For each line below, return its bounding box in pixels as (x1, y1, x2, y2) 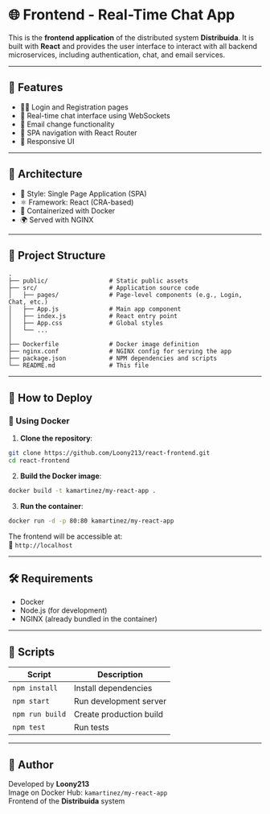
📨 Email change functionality (19, 119, 115, 129)
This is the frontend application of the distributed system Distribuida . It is (8, 32, 255, 42)
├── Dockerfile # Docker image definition (8, 341, 199, 349)
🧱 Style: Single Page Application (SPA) (19, 188, 147, 198)
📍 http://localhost (8, 539, 73, 549)
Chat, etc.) (8, 298, 48, 307)
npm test (12, 723, 46, 732)
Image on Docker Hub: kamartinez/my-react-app (8, 787, 168, 797)
